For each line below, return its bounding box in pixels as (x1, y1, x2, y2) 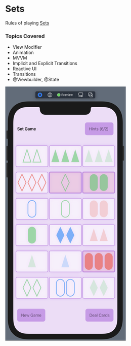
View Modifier (12, 44, 42, 50)
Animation (12, 49, 34, 56)
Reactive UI (12, 66, 37, 72)
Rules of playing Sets (5, 20, 50, 26)
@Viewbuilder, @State (12, 77, 60, 83)
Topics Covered (5, 33, 45, 40)
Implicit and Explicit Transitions (12, 60, 77, 67)
